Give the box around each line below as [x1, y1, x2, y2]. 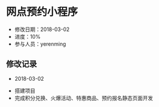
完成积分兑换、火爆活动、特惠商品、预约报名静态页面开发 [14, 94, 153, 101]
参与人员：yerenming [14, 40, 66, 47]
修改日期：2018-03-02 [14, 26, 70, 33]
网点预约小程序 [6, 5, 78, 19]
